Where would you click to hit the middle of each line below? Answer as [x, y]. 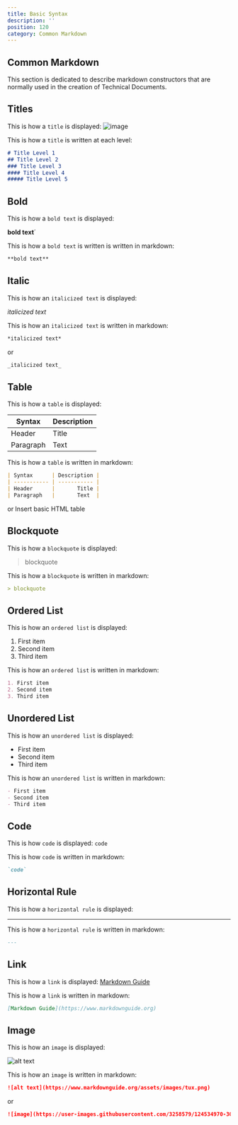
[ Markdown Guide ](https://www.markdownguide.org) [82, 1008]
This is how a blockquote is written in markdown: [78, 575]
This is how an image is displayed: [56, 1047]
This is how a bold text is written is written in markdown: [91, 246]
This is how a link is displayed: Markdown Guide [79, 981]
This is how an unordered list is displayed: [70, 735]
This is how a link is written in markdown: [69, 995]
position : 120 [28, 27]
